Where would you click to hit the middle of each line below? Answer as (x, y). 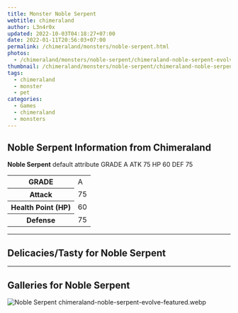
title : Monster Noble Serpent (52, 14)
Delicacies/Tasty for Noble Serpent (87, 253)
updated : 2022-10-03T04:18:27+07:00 (61, 34)
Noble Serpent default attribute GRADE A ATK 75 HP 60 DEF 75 (100, 165)
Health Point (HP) (41, 208)
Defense (41, 220)
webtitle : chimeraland (41, 20)
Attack (41, 195)
